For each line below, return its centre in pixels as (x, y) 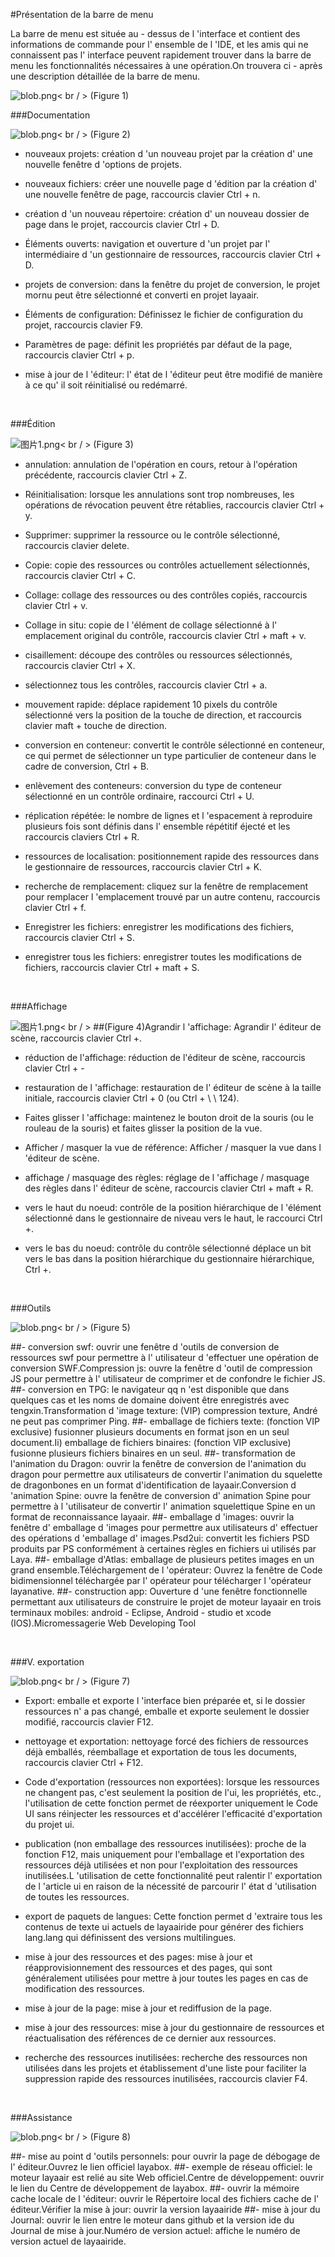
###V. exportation (47, 1662)
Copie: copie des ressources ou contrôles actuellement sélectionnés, (167, 565)
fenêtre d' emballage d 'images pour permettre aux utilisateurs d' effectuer (164, 1527)
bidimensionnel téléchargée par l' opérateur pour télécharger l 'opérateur (161, 1580)
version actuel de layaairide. (68, 2241)
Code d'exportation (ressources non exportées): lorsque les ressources (172, 1782)
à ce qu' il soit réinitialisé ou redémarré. (106, 385)
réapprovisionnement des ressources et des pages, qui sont (148, 1967)
